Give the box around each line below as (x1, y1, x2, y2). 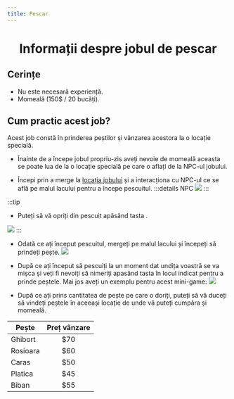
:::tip (7, 198, 20, 206)
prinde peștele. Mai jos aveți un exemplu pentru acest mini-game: (17, 277, 207, 286)
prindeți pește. (17, 248, 60, 257)
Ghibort (11, 335, 37, 345)
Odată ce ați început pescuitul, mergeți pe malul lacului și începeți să (17, 240, 216, 248)
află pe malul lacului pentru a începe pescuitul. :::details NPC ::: (17, 184, 209, 193)
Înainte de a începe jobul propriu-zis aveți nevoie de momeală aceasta (17, 155, 221, 163)
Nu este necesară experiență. (17, 87, 103, 96)
